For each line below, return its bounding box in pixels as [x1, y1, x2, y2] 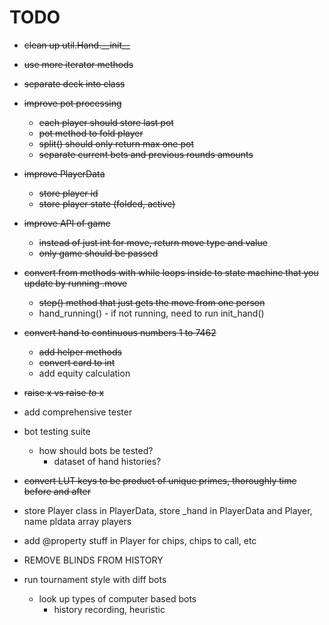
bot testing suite [23, 425, 91, 437]
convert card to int [38, 356, 116, 368]
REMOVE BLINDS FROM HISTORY [23, 554, 164, 566]
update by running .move [23, 277, 128, 289]
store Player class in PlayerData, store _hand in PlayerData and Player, [23, 504, 313, 516]
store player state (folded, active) [38, 197, 176, 210]
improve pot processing [23, 97, 122, 109]
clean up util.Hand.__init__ [23, 39, 131, 51]
